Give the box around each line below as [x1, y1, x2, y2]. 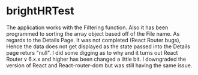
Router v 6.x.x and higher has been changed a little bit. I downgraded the [6, 55, 187, 62]
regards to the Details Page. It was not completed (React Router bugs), [6, 36, 181, 43]
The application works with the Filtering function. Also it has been [6, 24, 169, 31]
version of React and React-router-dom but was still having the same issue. [6, 61, 193, 69]
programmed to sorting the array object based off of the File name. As [6, 30, 180, 37]
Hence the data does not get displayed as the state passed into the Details [6, 43, 190, 50]
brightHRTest [6, 4, 74, 18]
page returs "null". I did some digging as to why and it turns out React [6, 49, 178, 56]
